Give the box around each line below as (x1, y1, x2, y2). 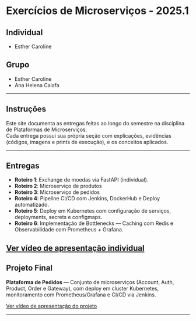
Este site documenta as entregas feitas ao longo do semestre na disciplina (6, 119, 185, 127)
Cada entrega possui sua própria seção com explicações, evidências (6, 132, 172, 139)
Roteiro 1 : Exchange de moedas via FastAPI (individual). (14, 176, 149, 183)
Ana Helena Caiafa (14, 81, 60, 88)
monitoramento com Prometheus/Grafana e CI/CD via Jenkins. (6, 291, 156, 298)
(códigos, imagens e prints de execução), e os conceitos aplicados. (6, 138, 169, 145)
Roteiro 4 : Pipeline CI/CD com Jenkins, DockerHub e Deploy (14, 195, 160, 202)
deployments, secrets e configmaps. (14, 214, 103, 221)
